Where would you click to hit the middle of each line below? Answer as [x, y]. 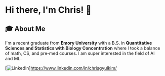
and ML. [14, 59]
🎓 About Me [25, 29]
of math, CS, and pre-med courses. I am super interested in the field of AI [80, 53]
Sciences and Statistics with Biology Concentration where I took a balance [83, 48]
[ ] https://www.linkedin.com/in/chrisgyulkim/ [61, 68]
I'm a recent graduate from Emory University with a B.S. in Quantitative [79, 43]
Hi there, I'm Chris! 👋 [48, 10]
